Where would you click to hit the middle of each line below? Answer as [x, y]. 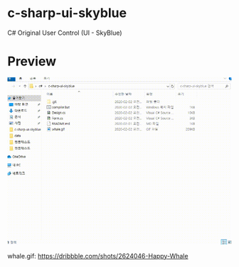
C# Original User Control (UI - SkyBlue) [65, 33]
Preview [32, 61]
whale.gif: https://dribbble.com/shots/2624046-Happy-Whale [98, 256]
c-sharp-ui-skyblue [67, 13]
